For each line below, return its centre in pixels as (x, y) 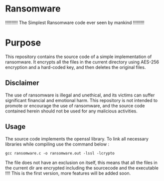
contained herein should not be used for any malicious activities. (72, 111)
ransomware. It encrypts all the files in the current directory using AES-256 (82, 62)
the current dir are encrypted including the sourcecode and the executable (82, 167)
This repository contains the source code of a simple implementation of (79, 56)
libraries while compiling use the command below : (57, 144)
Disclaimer (22, 83)
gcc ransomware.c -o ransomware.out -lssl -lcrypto (60, 153)
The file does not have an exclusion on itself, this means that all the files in (82, 162)
